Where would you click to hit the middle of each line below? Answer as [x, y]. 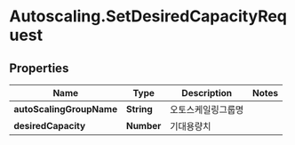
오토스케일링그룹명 [207, 110]
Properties [39, 68]
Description [207, 93]
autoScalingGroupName [66, 109]
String [139, 109]
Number [144, 126]
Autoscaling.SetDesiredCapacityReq [148, 16]
